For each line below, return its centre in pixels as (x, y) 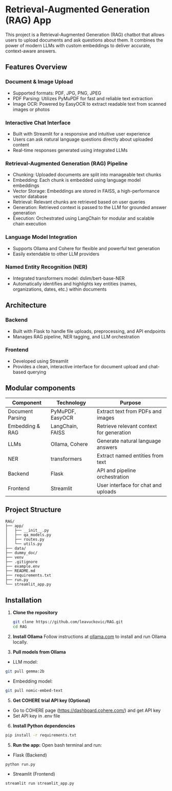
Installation (24, 600)
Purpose (131, 403)
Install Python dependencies (44, 726)
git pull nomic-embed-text (34, 690)
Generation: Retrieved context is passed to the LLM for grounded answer (90, 208)
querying (37, 372)
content (21, 144)
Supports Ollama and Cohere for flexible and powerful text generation (86, 248)
